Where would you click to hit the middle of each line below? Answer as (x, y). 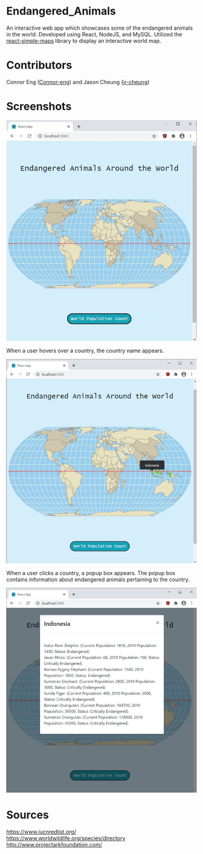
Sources (28, 815)
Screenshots (39, 107)
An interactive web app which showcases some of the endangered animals (100, 28)
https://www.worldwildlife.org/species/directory (66, 838)
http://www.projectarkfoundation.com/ (54, 844)
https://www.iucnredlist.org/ (41, 832)
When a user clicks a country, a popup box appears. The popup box (91, 573)
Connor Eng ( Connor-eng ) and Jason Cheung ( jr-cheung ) (78, 82)
